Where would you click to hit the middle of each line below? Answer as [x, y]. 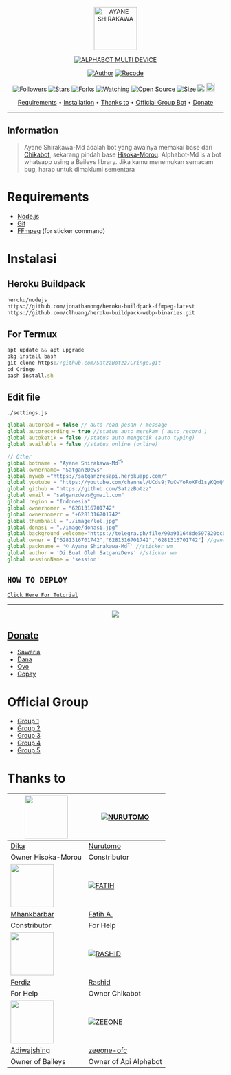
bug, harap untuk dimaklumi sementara [79, 169]
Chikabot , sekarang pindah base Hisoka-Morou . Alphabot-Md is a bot [122, 154]
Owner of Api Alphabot [125, 1062]
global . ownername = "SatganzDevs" [55, 470]
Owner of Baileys [38, 1062]
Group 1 [28, 721]
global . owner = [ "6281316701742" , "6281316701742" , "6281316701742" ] [106, 540]
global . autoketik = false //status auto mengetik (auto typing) [101, 438]
